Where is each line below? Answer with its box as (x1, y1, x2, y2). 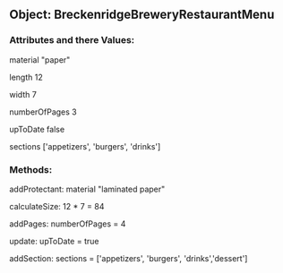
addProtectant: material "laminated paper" (9, 183, 166, 194)
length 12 (9, 72, 43, 82)
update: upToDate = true (9, 235, 99, 246)
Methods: (9, 163, 53, 175)
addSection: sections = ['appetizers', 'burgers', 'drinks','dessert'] (9, 252, 248, 263)
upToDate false (9, 124, 65, 134)
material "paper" (9, 54, 71, 65)
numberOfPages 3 (9, 107, 78, 117)
